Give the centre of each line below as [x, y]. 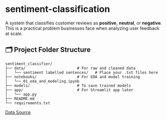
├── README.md [20, 99]
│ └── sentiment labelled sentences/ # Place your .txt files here [81, 72]
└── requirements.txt [28, 103]
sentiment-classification [58, 9]
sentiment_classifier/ [29, 64]
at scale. [14, 33]
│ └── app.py [21, 94]
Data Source [18, 112]
